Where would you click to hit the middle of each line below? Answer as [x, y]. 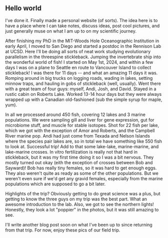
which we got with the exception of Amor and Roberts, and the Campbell [80, 131]
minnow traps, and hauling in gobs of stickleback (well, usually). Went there [83, 83]
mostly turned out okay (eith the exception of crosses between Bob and [79, 162]
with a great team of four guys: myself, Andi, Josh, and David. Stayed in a [81, 89]
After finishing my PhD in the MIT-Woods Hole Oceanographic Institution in [82, 41]
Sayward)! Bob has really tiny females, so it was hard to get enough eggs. [81, 168]
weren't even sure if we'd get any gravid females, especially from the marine [84, 178]
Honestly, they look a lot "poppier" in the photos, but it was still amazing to [82, 209]
